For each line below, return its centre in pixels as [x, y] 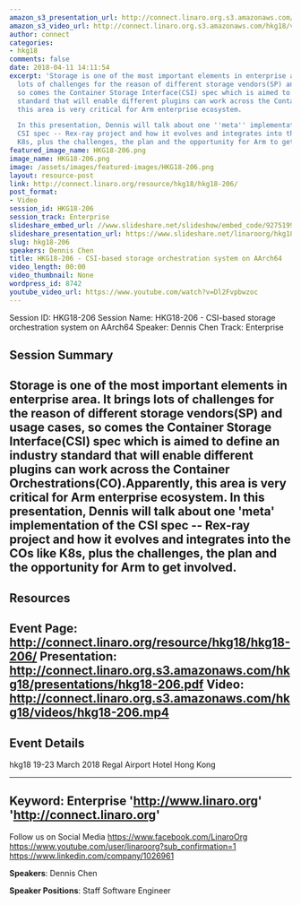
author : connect [39, 34]
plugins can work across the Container [120, 470]
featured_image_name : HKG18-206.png [77, 151]
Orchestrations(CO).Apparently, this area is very [148, 483]
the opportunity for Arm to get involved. [123, 568]
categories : [31, 43]
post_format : [34, 192]
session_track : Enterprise [60, 217]
